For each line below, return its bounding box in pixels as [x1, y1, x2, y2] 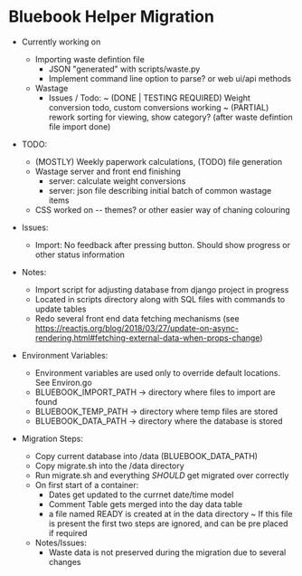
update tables [34, 303, 87, 314]
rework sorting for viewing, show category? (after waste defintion [48, 111, 293, 122]
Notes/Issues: [34, 537, 87, 548]
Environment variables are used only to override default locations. [34, 367, 281, 378]
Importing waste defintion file [34, 53, 146, 64]
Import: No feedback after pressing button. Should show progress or [34, 239, 291, 250]
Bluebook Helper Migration [8, 6, 214, 27]
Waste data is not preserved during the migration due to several [48, 546, 287, 558]
